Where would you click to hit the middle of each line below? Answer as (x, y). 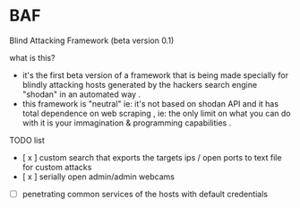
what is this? (32, 57)
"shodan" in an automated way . (81, 94)
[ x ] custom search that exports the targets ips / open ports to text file (152, 157)
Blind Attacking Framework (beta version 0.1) (92, 40)
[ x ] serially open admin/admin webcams (98, 177)
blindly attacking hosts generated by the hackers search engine (140, 84)
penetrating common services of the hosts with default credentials (145, 194)
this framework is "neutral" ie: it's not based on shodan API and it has (150, 103)
